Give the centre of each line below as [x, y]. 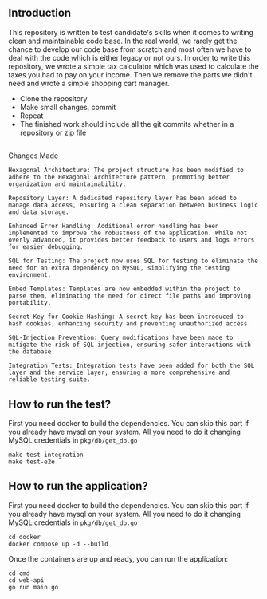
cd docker [25, 537]
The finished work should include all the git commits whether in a [127, 124]
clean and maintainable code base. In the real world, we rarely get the [123, 41]
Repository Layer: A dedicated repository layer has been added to [123, 199]
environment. [30, 275]
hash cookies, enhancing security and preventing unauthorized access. [130, 324]
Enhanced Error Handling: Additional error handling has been [114, 227]
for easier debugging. [46, 247]
